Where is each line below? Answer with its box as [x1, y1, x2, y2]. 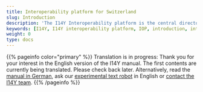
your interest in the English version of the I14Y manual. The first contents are [6, 60, 197, 67]
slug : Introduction [6, 14, 56, 20]
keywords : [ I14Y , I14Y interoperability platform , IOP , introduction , [6, 25, 188, 32]
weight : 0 [6, 31, 31, 37]
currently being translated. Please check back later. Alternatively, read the [6, 66, 190, 73]
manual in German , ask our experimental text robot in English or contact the [6, 73, 195, 79]
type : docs [6, 37, 34, 43]
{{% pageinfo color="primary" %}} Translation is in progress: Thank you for [6, 54, 195, 60]
